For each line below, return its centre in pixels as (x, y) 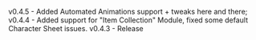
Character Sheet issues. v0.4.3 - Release (76, 28)
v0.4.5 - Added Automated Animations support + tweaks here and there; (128, 12)
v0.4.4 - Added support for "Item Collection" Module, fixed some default (128, 20)
